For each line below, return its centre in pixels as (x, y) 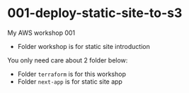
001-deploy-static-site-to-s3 (95, 13)
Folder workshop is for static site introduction (84, 46)
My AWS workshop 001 (41, 33)
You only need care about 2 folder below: (68, 60)
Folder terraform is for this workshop (71, 74)
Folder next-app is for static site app (70, 81)
